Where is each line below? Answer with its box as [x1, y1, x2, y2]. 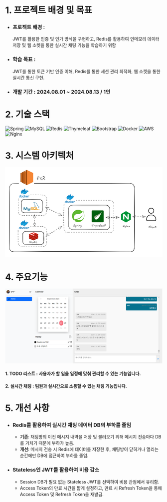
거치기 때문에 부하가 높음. [25, 440, 75, 446]
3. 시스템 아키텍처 [5, 150, 74, 161]
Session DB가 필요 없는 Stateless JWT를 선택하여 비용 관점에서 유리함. [19, 478, 160, 484]
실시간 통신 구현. [12, 75, 45, 81]
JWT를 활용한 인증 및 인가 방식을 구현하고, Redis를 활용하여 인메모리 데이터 [12, 36, 160, 42]
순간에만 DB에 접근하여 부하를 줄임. [19, 452, 89, 458]
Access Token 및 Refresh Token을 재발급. [19, 491, 104, 497]
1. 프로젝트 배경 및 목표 [5, 5, 92, 16]
